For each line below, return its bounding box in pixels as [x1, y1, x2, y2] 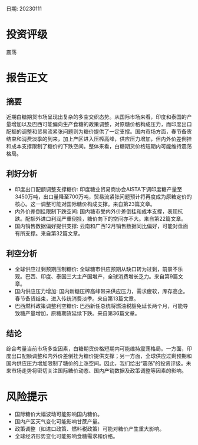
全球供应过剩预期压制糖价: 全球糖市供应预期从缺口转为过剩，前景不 [14, 265, 178, 273]
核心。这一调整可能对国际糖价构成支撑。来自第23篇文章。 [14, 200, 156, 207]
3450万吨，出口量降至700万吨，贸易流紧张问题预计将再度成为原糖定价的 [14, 193, 192, 200]
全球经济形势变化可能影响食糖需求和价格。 [14, 433, 118, 440]
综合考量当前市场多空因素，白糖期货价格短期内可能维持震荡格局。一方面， [6, 345, 187, 352]
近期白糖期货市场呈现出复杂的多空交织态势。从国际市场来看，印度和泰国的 [6, 113, 187, 120]
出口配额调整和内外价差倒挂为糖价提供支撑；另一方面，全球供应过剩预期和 [11, 353, 192, 360]
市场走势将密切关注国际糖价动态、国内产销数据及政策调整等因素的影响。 [11, 367, 187, 374]
